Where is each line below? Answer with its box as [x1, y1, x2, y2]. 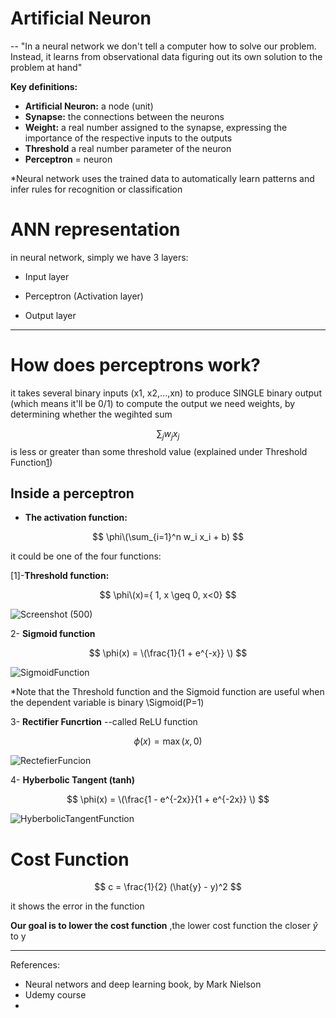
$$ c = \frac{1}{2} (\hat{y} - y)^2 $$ [94, 881, 242, 893]
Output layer [24, 309, 77, 321]
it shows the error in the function [10, 900, 145, 912]
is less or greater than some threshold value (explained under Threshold [10, 445, 308, 457]
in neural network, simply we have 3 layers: [10, 251, 189, 263]
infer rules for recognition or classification [10, 183, 183, 195]
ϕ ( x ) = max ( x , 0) [133, 735, 203, 747]
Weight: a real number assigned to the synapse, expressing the [24, 121, 288, 133]
